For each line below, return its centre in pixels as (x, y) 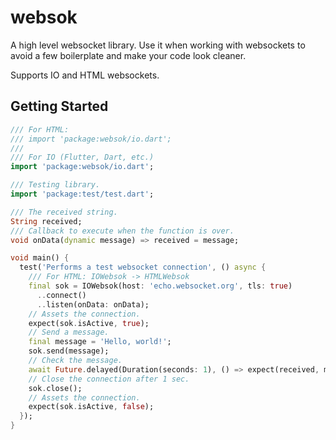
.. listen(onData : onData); (93, 304)
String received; (46, 221)
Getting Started (59, 106)
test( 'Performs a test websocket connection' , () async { (143, 267)
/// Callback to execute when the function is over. (122, 231)
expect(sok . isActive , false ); (91, 407)
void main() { (40, 258)
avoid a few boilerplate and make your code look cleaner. (128, 55)
